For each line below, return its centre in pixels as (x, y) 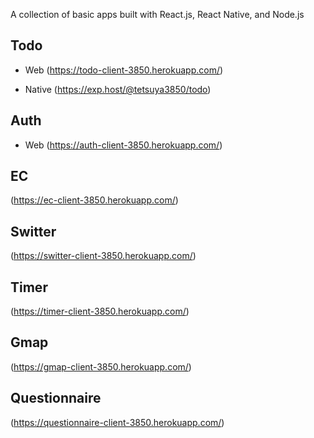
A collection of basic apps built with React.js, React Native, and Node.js (157, 14)
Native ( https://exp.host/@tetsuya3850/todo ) (118, 89)
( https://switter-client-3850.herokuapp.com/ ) (103, 256)
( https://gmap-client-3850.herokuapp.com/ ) (101, 366)
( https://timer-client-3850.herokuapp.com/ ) (100, 311)
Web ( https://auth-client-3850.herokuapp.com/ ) (123, 145)
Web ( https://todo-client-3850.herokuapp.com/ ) (124, 70)
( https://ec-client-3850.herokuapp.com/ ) (94, 200)
